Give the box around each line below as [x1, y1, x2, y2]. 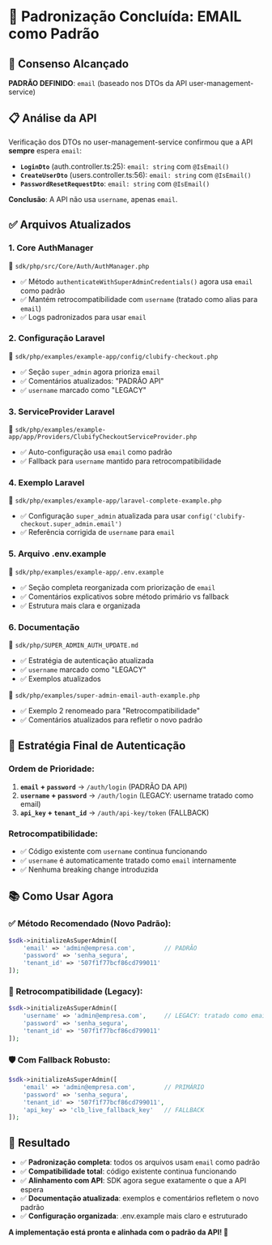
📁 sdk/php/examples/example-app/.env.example [8, 566, 164, 576]
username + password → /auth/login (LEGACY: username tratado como [19, 791, 253, 800]
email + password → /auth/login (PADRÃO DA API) [19, 782, 188, 791]
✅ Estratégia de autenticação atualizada [19, 655, 154, 665]
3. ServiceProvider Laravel [8, 406, 115, 417]
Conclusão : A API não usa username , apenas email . [8, 194, 178, 204]
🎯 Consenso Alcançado [8, 57, 130, 71]
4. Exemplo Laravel [8, 477, 85, 489]
